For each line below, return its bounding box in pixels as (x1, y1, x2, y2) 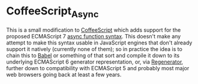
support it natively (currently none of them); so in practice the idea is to (6, 45, 183, 52)
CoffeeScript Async (6, 4, 99, 20)
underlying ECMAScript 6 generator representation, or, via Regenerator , (6, 58, 184, 65)
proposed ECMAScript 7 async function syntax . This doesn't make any (6, 32, 181, 40)
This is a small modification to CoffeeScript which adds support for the (6, 26, 181, 34)
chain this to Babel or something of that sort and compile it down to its (6, 52, 180, 59)
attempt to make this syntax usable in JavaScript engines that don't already (6, 39, 193, 46)
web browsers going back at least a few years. (6, 71, 122, 78)
